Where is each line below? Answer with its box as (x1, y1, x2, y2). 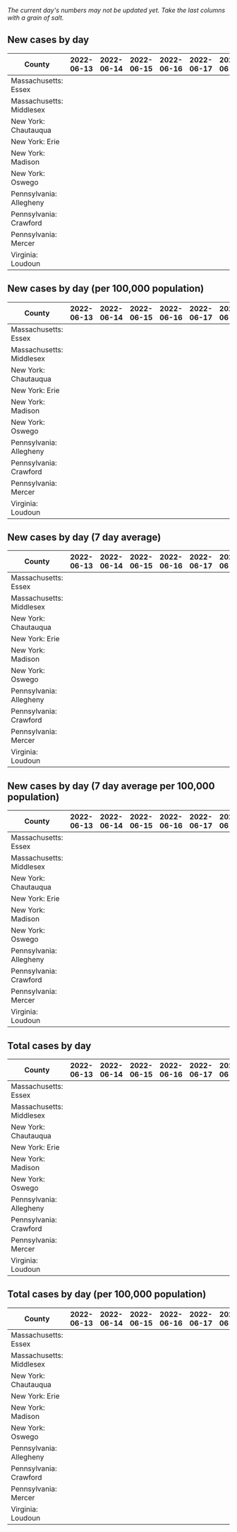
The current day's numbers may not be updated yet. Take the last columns (7, 6, 226, 14)
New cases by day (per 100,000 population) (7, 283, 205, 295)
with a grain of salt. (7, 13, 64, 22)
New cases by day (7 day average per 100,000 (7, 780, 215, 792)
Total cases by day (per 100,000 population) (7, 1288, 207, 1300)
